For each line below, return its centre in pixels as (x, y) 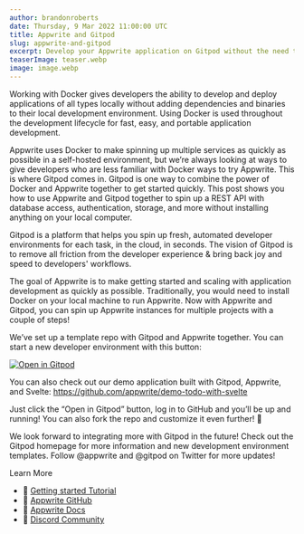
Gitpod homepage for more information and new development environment (149, 445)
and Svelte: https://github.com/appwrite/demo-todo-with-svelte (128, 391)
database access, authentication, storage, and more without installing (139, 207)
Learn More (31, 472)
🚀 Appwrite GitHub (57, 500)
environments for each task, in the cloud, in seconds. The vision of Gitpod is (152, 244)
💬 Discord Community (63, 519)
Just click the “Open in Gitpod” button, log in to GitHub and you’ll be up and (150, 409)
